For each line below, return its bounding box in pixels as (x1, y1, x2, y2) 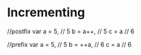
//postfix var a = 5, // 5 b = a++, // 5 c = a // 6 (7, 27, 135, 35)
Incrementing (7, 5, 86, 20)
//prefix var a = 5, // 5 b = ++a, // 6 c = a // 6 (7, 40, 132, 48)
